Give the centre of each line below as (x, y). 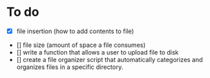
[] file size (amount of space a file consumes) (81, 45)
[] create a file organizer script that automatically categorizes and (109, 60)
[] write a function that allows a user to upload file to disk (97, 52)
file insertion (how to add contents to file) (75, 31)
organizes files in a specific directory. (70, 67)
